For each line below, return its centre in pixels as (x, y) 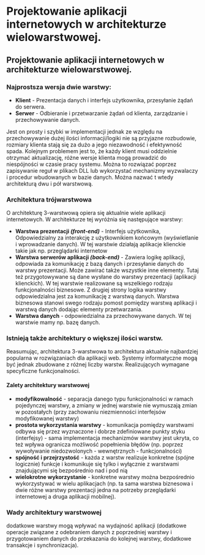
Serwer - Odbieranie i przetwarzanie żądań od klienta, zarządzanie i (101, 113)
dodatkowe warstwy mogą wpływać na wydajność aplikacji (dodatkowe (96, 526)
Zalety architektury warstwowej (48, 385)
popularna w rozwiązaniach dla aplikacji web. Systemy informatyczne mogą (102, 358)
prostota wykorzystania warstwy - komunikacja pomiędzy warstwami (104, 425)
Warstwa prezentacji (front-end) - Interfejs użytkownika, (88, 232)
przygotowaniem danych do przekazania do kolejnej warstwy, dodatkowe (99, 538)
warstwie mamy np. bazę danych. (58, 322)
